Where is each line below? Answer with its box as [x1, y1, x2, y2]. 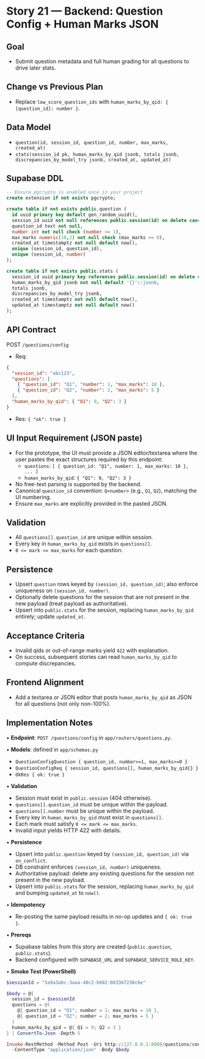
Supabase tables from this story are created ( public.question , [15, 942, 172, 950]
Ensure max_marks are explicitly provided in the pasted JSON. [15, 500, 168, 507]
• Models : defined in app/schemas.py [6, 745, 99, 753]
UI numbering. [15, 493, 52, 501]
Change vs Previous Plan [6, 82, 104, 92]
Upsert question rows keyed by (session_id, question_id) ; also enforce [15, 581, 198, 588]
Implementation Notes [6, 718, 93, 728]
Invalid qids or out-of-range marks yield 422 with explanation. [15, 647, 170, 654]
